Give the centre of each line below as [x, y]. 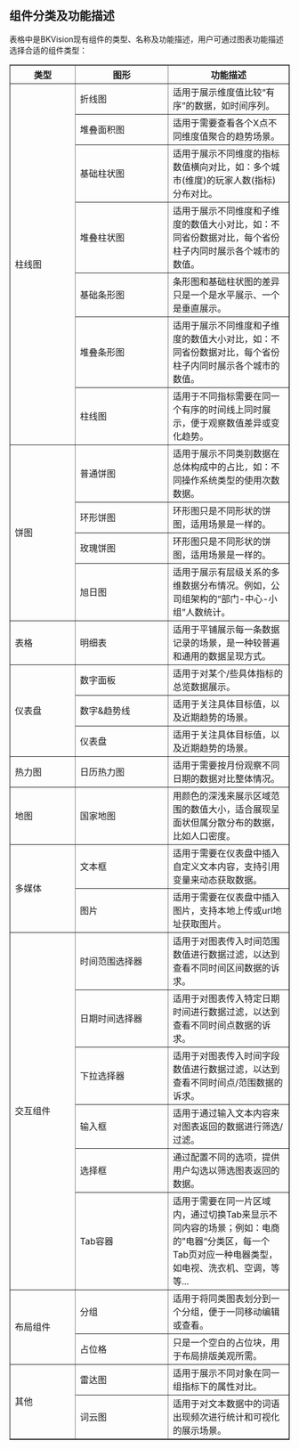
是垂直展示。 [200, 308]
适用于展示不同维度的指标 [226, 153]
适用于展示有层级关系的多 [226, 572]
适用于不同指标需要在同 [222, 396]
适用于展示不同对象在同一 [226, 1372]
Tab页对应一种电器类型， [225, 1254]
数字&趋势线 [105, 711]
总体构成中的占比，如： [222, 467]
